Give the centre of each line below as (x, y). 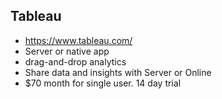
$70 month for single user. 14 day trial (103, 83)
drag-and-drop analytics (75, 61)
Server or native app (67, 51)
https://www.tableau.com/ (78, 40)
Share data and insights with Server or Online (118, 72)
